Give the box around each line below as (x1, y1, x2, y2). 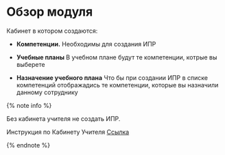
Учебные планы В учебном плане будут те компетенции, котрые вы (16, 53, 217, 61)
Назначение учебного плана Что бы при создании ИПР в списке (16, 73, 209, 82)
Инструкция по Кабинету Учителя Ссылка (6, 128, 130, 136)
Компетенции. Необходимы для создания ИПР (16, 40, 156, 48)
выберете (16, 60, 45, 68)
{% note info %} (6, 101, 52, 109)
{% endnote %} (6, 141, 51, 149)
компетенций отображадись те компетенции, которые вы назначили (16, 81, 219, 89)
